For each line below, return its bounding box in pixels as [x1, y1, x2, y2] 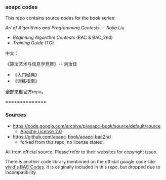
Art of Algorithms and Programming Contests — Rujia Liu [5, 25, 125, 31]
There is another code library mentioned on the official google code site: [5, 158, 156, 164]
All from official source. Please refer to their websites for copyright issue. [5, 149, 158, 155]
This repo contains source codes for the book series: [5, 15, 116, 21]
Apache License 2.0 [20, 128, 62, 134]
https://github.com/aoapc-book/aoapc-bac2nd [12, 134, 111, 140]
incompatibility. [5, 169, 37, 175]
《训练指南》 [12, 78, 39, 84]
